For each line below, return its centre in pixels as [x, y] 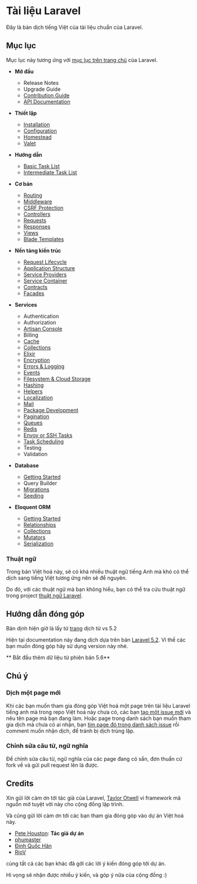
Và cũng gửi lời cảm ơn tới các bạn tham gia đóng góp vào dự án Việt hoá [95, 816]
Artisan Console [43, 328]
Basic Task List [41, 166]
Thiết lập [26, 113]
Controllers [37, 214]
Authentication [41, 316]
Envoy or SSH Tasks [48, 435]
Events [31, 372]
